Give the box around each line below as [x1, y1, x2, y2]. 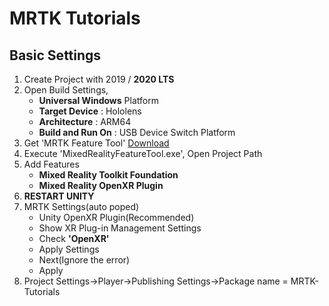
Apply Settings [38, 243, 100, 255]
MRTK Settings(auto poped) [23, 201, 140, 212]
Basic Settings [9, 47, 102, 64]
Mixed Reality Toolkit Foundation [38, 169, 179, 181]
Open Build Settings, [23, 84, 109, 96]
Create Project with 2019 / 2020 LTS [23, 73, 175, 85]
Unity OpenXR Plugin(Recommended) [38, 212, 195, 223]
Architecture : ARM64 [38, 116, 132, 127]
